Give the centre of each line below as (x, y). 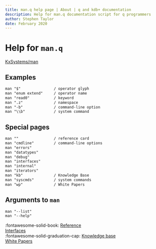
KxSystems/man (22, 62)
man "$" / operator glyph (47, 89)
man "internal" (21, 166)
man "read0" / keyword (39, 98)
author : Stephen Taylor (30, 19)
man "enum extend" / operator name (46, 93)
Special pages (27, 127)
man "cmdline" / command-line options (54, 143)
